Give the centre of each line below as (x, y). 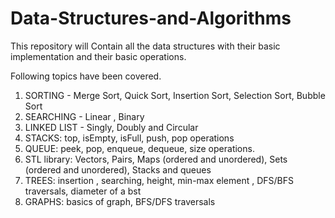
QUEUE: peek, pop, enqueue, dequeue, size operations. (139, 148)
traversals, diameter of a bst (83, 191)
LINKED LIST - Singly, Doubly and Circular (111, 127)
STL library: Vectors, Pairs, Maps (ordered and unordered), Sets (156, 159)
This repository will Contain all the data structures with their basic (145, 46)
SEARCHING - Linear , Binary (84, 116)
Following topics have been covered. (86, 76)
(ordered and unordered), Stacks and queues (118, 169)
